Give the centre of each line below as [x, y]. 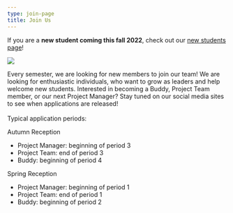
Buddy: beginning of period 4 [60, 160]
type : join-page [31, 14]
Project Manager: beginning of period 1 [73, 187]
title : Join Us [29, 20]
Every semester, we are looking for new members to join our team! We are [114, 74]
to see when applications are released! [63, 103]
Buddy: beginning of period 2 [60, 202]
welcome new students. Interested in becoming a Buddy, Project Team [109, 88]
